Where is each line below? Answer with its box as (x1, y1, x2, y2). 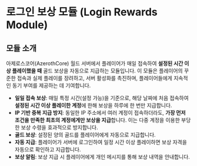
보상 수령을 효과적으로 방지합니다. (21, 124, 98, 131)
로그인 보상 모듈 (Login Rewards (6, 5, 158, 19)
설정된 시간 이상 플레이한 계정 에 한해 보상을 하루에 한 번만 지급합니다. (14, 102, 172, 109)
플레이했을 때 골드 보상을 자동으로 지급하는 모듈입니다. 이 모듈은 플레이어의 (12, 67, 183, 74)
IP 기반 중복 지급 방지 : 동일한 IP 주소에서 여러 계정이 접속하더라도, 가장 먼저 (14, 109, 186, 116)
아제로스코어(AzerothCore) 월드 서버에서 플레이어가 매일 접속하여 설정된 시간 (6, 60, 183, 67)
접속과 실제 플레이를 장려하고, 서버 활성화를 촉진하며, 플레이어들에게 (16, 75, 172, 81)
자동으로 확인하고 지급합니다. (14, 146, 81, 153)
